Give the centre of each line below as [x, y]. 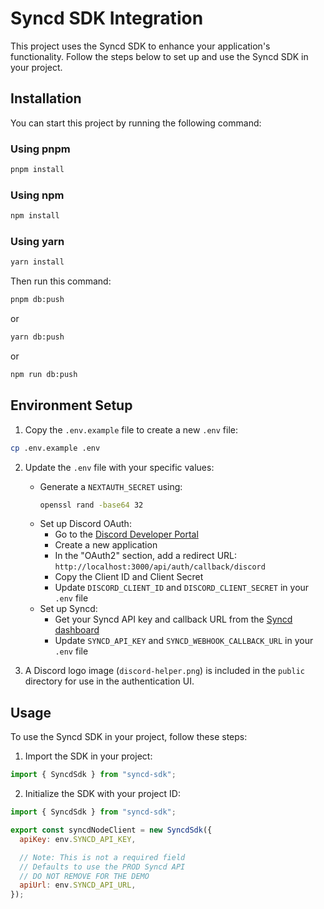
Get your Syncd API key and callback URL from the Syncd [173, 619]
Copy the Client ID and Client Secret [129, 577]
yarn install [37, 262]
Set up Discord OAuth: [85, 524]
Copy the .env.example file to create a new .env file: [131, 429]
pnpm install [37, 170]
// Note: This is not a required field [102, 857]
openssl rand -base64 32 [91, 505]
